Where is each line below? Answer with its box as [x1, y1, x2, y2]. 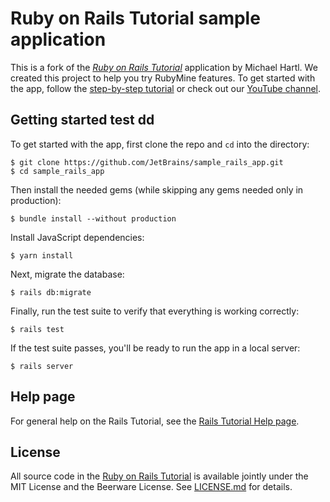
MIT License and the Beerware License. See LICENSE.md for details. [10, 481, 293, 493]
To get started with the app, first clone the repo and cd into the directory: [10, 138, 310, 150]
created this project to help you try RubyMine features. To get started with [10, 72, 316, 84]
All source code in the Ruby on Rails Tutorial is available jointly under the [10, 470, 309, 482]
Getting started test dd [10, 112, 155, 129]
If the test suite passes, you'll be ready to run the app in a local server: [10, 342, 301, 354]
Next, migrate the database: [10, 268, 125, 280]
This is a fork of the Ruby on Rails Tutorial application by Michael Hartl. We [10, 61, 318, 73]
